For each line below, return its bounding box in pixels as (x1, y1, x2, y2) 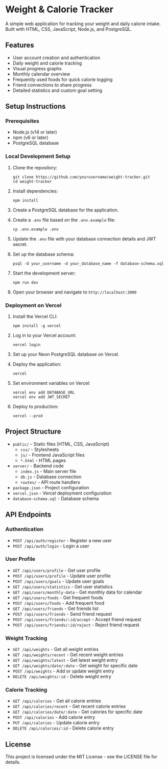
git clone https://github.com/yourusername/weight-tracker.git (12, 174, 151, 180)
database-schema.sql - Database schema (12, 495, 99, 501)
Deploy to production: (12, 404, 59, 410)
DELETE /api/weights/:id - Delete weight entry (12, 674, 111, 680)
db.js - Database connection (20, 474, 82, 480)
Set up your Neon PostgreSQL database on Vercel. (12, 351, 119, 358)
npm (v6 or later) (12, 134, 49, 141)
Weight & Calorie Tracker (5, 4, 114, 15)
